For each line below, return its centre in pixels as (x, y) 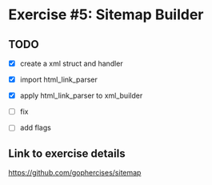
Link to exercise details (67, 153)
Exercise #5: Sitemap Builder (106, 15)
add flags (36, 128)
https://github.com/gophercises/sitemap (75, 173)
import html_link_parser (59, 80)
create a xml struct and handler (72, 63)
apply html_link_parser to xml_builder (81, 96)
